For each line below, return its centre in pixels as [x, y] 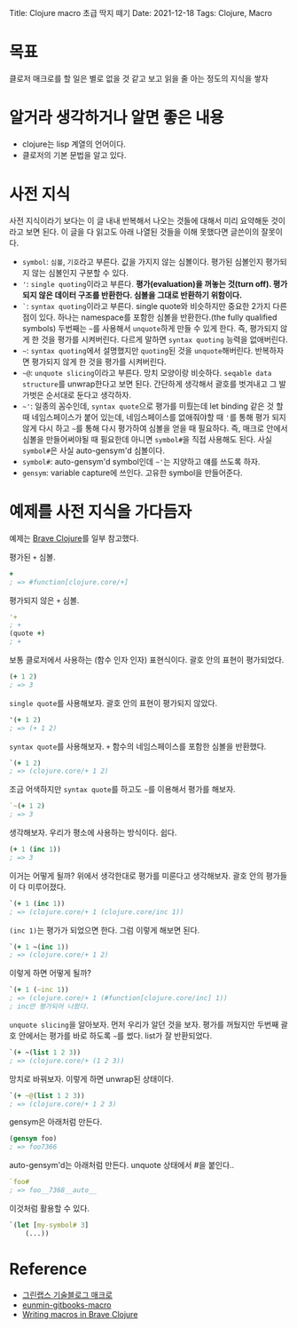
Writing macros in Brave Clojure [80, 1314]
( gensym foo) [33, 1139]
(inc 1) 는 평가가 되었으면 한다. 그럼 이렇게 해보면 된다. [105, 930]
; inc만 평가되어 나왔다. [50, 1006]
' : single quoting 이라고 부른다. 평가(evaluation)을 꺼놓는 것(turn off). [147, 283]
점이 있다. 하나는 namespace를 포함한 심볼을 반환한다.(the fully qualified [149, 317]
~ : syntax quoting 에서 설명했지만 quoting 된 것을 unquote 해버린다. [137, 350]
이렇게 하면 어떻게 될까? [50, 973]
